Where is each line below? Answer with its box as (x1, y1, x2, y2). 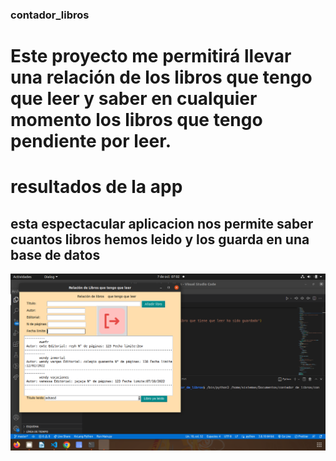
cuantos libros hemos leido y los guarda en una (10, 231, 310, 248)
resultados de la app (10, 176, 183, 198)
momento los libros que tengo (10, 109, 263, 132)
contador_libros (10, 8, 90, 22)
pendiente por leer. (10, 130, 172, 153)
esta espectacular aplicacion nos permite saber (10, 215, 314, 232)
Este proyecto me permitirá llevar (10, 45, 292, 68)
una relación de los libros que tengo (10, 66, 313, 89)
